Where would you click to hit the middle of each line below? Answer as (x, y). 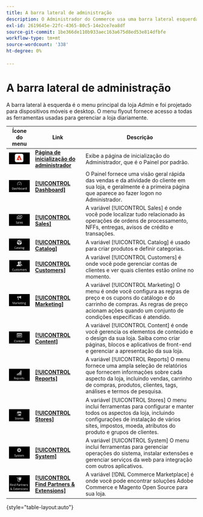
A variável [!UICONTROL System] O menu (137, 440)
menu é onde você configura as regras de (137, 291)
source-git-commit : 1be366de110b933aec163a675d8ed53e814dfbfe (86, 32)
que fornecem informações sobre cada (134, 372)
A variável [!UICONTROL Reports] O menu (138, 359)
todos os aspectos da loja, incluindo (130, 413)
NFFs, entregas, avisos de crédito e (129, 227)
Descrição (140, 137)
